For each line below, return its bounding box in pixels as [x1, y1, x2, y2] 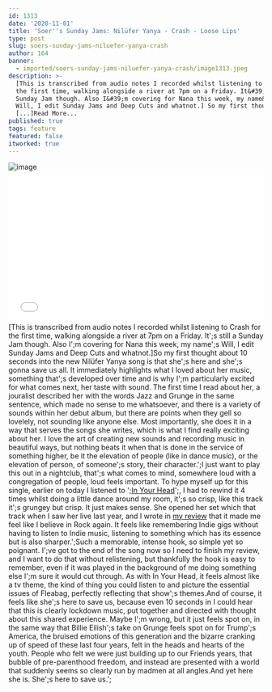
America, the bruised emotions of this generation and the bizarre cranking [8, 631, 256, 641]
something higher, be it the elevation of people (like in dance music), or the [8, 450, 258, 461]
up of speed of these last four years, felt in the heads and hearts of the [8, 639, 245, 649]
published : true [8, 117, 63, 125]
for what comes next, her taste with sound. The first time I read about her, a [8, 382, 261, 392]
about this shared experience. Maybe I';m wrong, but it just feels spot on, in [8, 614, 261, 623]
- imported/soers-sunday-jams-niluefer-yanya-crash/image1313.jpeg [15, 65, 249, 73]
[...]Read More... [15, 110, 79, 118]
